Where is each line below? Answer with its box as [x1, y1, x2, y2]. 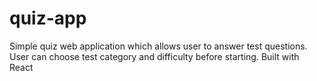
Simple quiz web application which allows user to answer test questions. [9, 40, 308, 52]
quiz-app [9, 7, 87, 30]
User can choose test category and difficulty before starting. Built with [9, 50, 300, 62]
